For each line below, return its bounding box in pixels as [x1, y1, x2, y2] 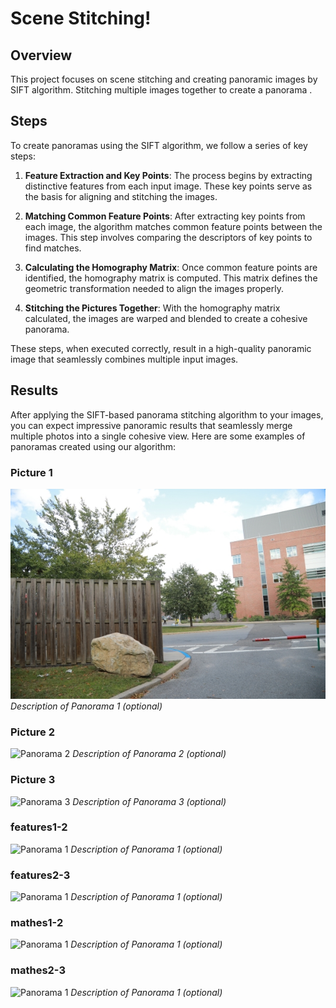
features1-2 [10, 820, 68, 834]
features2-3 [10, 868, 71, 882]
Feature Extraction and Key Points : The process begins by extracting [24, 169, 313, 181]
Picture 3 [10, 773, 56, 787]
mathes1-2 [10, 916, 64, 930]
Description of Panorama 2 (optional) [72, 748, 227, 760]
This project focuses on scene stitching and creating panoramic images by [10, 73, 318, 85]
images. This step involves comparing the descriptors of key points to [24, 231, 313, 243]
